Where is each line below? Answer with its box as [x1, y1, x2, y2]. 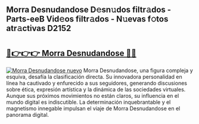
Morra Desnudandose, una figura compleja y [83, 67, 194, 74]
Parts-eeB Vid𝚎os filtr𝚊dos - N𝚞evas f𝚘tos [6, 14, 169, 24]
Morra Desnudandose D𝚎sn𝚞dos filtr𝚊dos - [6, 5, 172, 15]
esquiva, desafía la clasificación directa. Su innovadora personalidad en [6, 73, 183, 80]
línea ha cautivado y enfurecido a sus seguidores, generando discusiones [6, 80, 188, 86]
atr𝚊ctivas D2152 [6, 23, 71, 33]
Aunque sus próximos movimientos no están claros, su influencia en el [6, 92, 179, 99]
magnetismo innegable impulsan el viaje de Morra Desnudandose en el [6, 105, 181, 112]
